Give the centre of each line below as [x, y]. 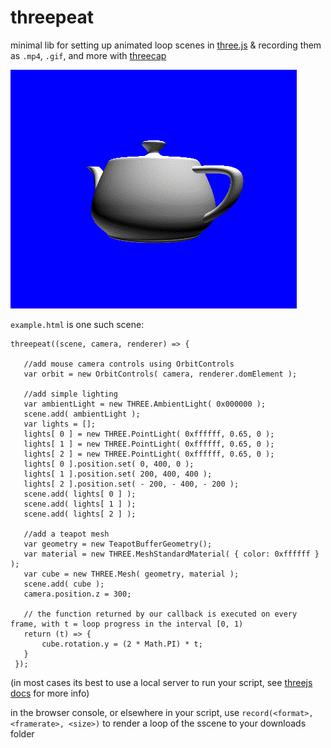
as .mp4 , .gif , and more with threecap [88, 55]
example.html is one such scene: [77, 324]
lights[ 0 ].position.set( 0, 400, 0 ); [109, 464]
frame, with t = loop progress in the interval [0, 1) [127, 624]
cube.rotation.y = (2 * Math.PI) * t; [122, 644]
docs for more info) [50, 693]
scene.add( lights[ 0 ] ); [80, 494]
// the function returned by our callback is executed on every [160, 614]
